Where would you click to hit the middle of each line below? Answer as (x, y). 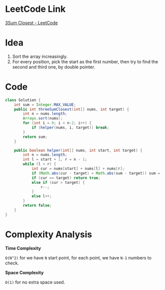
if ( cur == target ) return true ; (66, 178)
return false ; (37, 206)
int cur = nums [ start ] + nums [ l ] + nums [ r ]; (78, 169)
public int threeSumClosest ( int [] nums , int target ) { (72, 109)
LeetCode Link (35, 9)
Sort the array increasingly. (40, 56)
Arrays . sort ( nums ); (43, 119)
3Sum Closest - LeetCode (32, 23)
